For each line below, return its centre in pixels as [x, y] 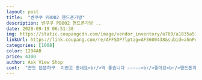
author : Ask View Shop [35, 62]
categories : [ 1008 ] [31, 46]
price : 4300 [21, 57]
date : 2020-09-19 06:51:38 [40, 29]
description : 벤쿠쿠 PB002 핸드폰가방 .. [54, 23]
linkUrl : [17, 40]
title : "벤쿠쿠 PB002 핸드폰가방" [46, 17]
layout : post [23, 12]
